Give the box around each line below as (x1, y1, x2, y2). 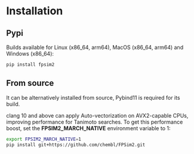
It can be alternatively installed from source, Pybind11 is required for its (6, 94, 180, 101)
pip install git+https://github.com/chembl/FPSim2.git (6, 141, 146, 147)
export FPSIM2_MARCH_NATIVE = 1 (6, 136, 82, 142)
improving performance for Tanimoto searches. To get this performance (6, 118, 183, 125)
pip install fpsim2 (6, 61, 55, 67)
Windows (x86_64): (6, 50, 54, 57)
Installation (6, 4, 63, 18)
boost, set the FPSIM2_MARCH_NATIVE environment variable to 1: (6, 124, 171, 132)
